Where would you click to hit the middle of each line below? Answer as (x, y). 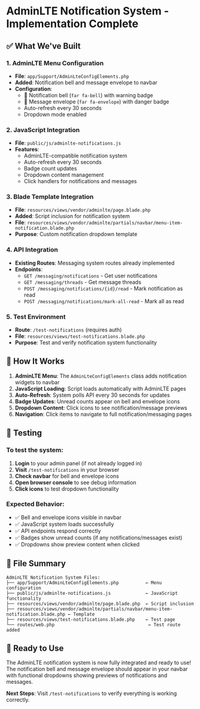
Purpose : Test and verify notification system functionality (86, 343)
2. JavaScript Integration (43, 130)
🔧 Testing (24, 433)
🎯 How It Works (35, 361)
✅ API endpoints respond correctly (58, 531)
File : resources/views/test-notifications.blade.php (80, 336)
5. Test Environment (36, 316)
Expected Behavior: (35, 504)
